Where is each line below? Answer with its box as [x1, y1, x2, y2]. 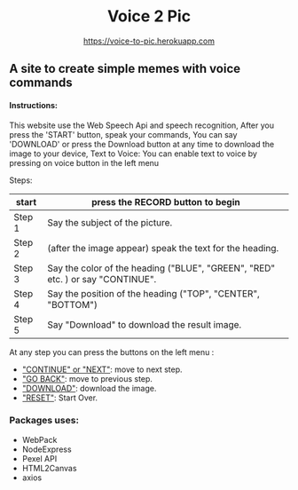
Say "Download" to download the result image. [47, 318, 242, 330]
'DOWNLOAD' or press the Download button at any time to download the [9, 138, 275, 149]
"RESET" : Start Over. [21, 392, 98, 403]
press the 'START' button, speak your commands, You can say [9, 129, 238, 139]
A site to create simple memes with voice [9, 61, 241, 76]
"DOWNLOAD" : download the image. [21, 383, 157, 393]
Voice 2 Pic [106, 6, 192, 27]
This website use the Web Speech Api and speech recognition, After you [9, 120, 275, 130]
